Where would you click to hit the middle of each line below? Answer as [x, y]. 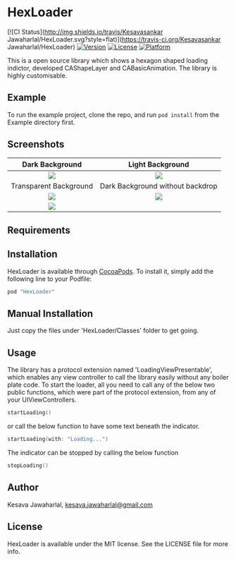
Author [23, 488]
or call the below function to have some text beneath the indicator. [104, 426]
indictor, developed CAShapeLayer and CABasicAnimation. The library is [112, 68]
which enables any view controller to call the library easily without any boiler [118, 378]
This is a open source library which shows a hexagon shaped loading [107, 60]
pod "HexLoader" [31, 291]
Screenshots [36, 144]
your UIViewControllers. [42, 400]
